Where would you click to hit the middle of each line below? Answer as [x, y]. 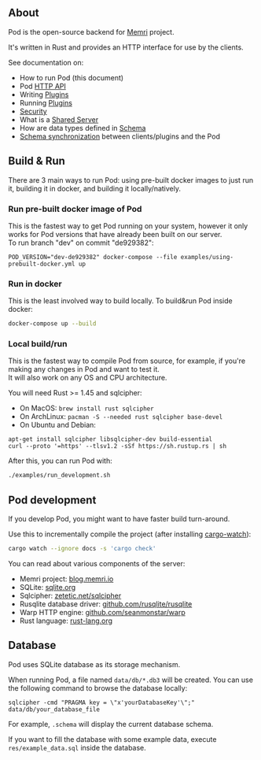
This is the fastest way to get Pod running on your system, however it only [128, 226]
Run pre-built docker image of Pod [75, 209]
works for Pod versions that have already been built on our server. [115, 234]
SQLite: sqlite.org [48, 587]
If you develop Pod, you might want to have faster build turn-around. [119, 519]
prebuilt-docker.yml [42, 264]
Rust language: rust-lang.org [66, 621]
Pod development [52, 500]
